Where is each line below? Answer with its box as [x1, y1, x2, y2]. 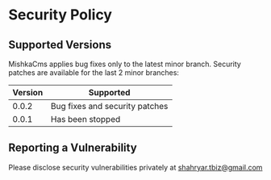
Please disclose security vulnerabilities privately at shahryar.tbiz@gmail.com [8, 162, 263, 172]
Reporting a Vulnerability [8, 141, 137, 155]
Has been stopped [51, 114, 121, 124]
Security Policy [8, 6, 113, 24]
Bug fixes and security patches [51, 101, 169, 111]
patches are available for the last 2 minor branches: [8, 68, 180, 77]
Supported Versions [8, 38, 111, 52]
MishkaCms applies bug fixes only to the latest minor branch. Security [8, 59, 242, 69]
